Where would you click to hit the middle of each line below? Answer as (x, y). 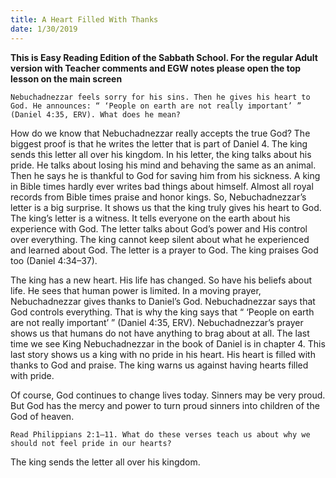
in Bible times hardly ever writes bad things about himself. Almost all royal (162, 186)
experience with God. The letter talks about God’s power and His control (159, 228)
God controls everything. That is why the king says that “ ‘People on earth (162, 312)
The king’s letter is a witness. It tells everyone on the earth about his (150, 218)
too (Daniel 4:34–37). (54, 260)
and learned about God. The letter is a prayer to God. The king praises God (164, 250)
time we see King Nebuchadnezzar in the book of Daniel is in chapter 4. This (168, 343)
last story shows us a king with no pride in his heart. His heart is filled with (163, 354)
